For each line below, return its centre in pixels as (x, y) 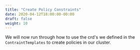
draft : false (19, 19)
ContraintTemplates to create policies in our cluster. (58, 43)
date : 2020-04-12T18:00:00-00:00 (40, 14)
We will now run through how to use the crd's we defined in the (70, 37)
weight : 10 (16, 23)
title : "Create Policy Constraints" (43, 10)
